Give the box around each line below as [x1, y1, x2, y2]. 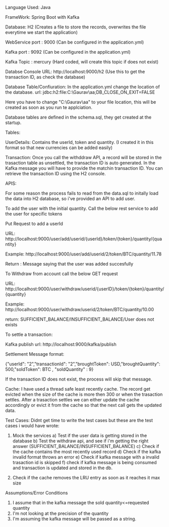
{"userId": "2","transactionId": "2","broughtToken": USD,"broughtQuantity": [5, 361, 160, 367]
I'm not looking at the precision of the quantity [12, 510, 109, 516]
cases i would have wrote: [5, 423, 60, 429]
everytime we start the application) [5, 29, 78, 35]
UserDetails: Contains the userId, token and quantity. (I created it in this [5, 139, 154, 145]
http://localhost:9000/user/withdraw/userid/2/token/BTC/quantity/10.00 [5, 307, 154, 312]
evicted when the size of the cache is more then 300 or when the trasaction [5, 391, 163, 397]
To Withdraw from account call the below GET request [5, 271, 118, 277]
